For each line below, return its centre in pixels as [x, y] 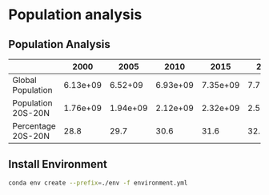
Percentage [34, 126]
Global [25, 80]
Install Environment [58, 164]
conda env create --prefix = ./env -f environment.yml [98, 183]
